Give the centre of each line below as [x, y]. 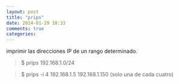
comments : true [25, 28]
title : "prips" [25, 17]
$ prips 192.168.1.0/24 [48, 63]
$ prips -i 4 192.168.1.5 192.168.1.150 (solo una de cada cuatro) [97, 74]
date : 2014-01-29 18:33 [36, 23]
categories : [21, 34]
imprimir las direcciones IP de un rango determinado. [72, 51]
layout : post [23, 12]
